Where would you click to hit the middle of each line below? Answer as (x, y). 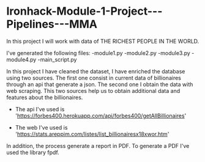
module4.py (21, 59)
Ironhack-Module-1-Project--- (84, 11)
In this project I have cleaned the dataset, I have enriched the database (96, 71)
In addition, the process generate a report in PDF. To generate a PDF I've (98, 145)
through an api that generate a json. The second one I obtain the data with (100, 84)
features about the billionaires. (45, 97)
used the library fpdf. (33, 152)
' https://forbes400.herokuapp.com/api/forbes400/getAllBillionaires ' (101, 116)
